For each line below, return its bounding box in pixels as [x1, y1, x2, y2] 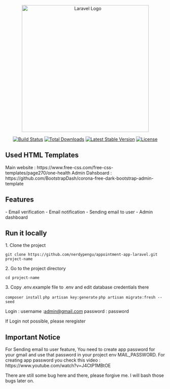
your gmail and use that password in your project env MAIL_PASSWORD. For [5, 352, 165, 358]
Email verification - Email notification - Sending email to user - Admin [8, 209, 153, 215]
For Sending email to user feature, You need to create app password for [5, 346, 155, 352]
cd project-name [5, 275, 40, 280]
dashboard [5, 214, 28, 220]
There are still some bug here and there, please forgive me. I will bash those [5, 372, 164, 378]
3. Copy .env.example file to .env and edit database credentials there [5, 284, 149, 290]
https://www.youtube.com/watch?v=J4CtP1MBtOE [5, 363, 111, 369]
